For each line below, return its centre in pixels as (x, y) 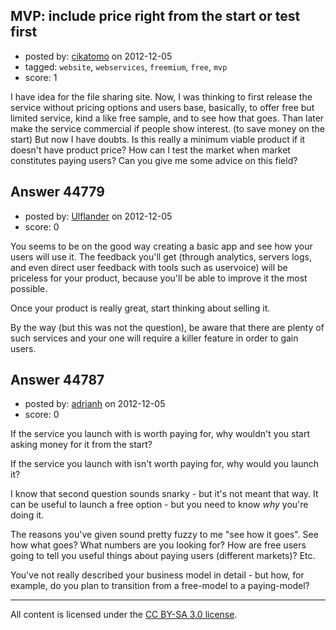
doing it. (27, 515)
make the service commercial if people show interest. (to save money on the (167, 128)
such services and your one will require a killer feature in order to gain (154, 338)
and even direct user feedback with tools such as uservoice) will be (149, 267)
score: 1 (41, 77)
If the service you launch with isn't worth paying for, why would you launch (165, 464)
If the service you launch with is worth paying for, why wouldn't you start (160, 434)
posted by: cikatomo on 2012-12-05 (98, 56)
